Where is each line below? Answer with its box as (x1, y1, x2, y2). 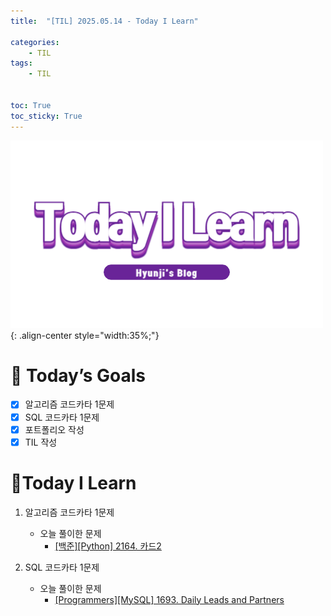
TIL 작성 (24, 436, 58, 448)
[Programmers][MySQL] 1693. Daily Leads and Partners (54, 593, 285, 605)
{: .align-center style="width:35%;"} (10, 329, 160, 341)
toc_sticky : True (10, 111, 83, 121)
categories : (10, 37, 60, 47)
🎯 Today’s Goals (10, 364, 147, 387)
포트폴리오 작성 (24, 423, 85, 435)
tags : (10, 58, 33, 69)
